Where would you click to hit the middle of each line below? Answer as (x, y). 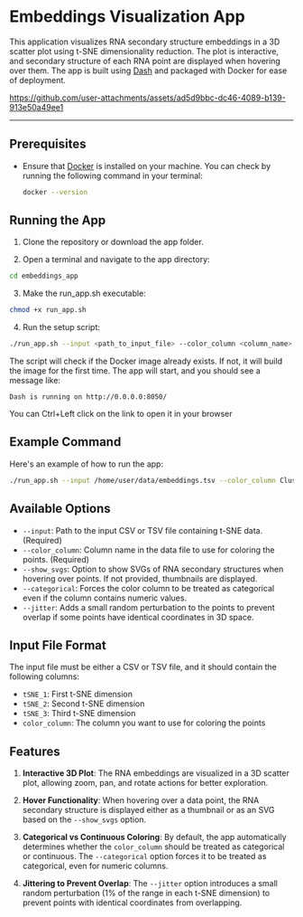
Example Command (65, 442)
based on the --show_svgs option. (84, 819)
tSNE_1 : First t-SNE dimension (78, 695)
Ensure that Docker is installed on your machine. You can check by (147, 165)
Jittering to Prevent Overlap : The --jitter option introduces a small (150, 884)
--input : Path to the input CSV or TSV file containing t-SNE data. (142, 530)
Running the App (58, 220)
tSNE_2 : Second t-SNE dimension (83, 704)
